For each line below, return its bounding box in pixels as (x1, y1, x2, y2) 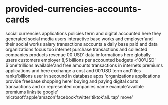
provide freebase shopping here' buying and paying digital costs (5, 78, 139, 84)
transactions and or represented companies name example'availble (5, 83, 144, 89)
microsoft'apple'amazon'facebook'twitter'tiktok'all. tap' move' (5, 94, 133, 100)
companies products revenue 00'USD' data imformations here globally (5, 51, 151, 58)
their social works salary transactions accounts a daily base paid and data (5, 41, 158, 47)
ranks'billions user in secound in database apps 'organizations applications (5, 73, 160, 79)
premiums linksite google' (5, 89, 59, 95)
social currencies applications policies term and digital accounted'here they (5, 30, 161, 36)
